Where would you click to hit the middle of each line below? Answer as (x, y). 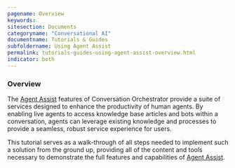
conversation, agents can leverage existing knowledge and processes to (112, 121)
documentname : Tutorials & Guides (58, 40)
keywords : (22, 20)
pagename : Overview (36, 14)
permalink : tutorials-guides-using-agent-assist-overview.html (102, 53)
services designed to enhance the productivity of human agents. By (105, 106)
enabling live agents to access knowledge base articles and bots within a (113, 114)
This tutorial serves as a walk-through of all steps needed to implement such (118, 142)
